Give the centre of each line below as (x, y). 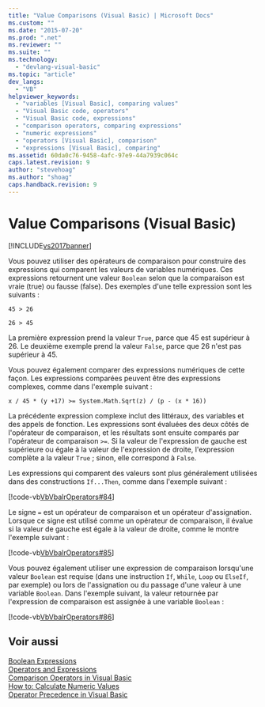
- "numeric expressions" (56, 133)
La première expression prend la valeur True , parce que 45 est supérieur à (129, 338)
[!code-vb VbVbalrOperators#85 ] (61, 552)
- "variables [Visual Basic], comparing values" (97, 104)
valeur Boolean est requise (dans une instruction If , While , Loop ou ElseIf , (129, 576)
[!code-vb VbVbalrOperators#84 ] (61, 497)
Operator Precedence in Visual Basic (68, 694)
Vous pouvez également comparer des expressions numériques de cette (127, 369)
